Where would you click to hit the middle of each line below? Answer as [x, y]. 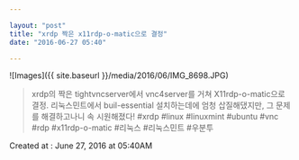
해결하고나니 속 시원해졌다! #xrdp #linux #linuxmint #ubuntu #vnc [160, 117]
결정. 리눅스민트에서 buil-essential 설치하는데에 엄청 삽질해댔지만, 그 [153, 105]
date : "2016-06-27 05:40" [58, 42]
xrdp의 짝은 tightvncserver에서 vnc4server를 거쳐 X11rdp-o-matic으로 [158, 94]
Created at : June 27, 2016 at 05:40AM [81, 146]
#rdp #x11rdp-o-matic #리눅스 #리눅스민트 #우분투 [122, 128]
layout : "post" [38, 25]
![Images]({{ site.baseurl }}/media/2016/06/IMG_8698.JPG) [119, 76]
